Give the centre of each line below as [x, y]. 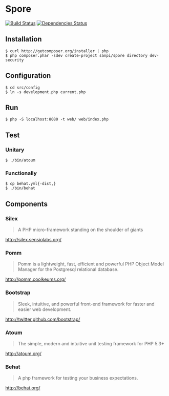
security [15, 60]
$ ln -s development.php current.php [46, 92]
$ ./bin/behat [20, 188]
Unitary [15, 150]
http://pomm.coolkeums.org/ [36, 279]
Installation [24, 39]
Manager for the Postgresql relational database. [68, 269]
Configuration [28, 76]
